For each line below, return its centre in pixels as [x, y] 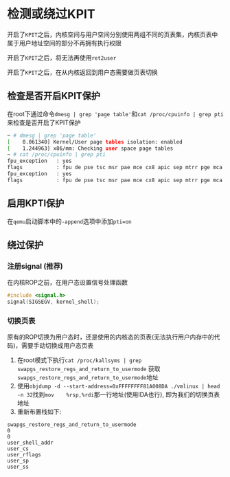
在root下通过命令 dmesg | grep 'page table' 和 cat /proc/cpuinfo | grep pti [115, 113]
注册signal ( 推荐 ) [35, 266]
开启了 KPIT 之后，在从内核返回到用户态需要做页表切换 [82, 72]
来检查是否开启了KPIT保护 [44, 122]
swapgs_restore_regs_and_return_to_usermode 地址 [88, 377]
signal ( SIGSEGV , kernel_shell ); [53, 302]
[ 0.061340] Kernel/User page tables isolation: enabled [95, 142]
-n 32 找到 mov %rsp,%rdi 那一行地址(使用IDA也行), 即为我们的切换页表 [118, 395]
